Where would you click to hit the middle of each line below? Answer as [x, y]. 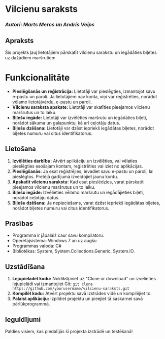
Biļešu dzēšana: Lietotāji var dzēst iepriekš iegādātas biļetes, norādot [83, 128]
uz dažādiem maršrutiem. [31, 57]
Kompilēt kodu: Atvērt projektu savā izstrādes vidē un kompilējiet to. [82, 294]
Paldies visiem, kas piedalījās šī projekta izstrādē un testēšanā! [69, 332]
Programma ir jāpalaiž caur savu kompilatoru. [58, 235]
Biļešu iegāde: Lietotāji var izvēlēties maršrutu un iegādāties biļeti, [80, 118]
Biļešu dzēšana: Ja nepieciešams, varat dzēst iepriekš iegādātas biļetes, [86, 203]
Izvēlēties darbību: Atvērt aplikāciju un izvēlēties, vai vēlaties [75, 161]
